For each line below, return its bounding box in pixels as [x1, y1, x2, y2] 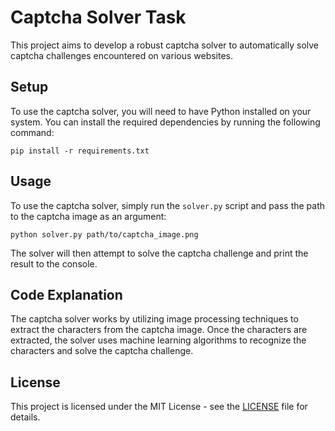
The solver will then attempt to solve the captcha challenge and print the [10, 247, 309, 259]
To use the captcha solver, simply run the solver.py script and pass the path [10, 199, 326, 211]
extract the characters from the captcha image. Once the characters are [10, 324, 308, 336]
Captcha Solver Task [10, 6, 187, 29]
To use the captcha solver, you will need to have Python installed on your [10, 105, 312, 117]
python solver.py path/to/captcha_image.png [10, 229, 199, 240]
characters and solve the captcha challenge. [10, 345, 194, 357]
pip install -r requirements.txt [10, 146, 150, 156]
